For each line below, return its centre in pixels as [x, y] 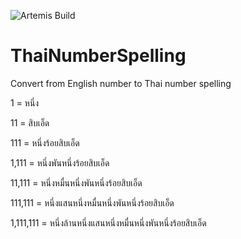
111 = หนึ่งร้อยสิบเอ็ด [45, 142]
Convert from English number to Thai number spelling [121, 83]
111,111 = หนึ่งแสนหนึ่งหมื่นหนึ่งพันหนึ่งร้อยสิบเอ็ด [92, 202]
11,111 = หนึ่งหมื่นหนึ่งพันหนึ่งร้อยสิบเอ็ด [76, 182]
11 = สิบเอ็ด [30, 122]
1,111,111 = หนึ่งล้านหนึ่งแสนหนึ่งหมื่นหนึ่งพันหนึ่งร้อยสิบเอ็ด [108, 222]
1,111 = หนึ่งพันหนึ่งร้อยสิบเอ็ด [60, 162]
